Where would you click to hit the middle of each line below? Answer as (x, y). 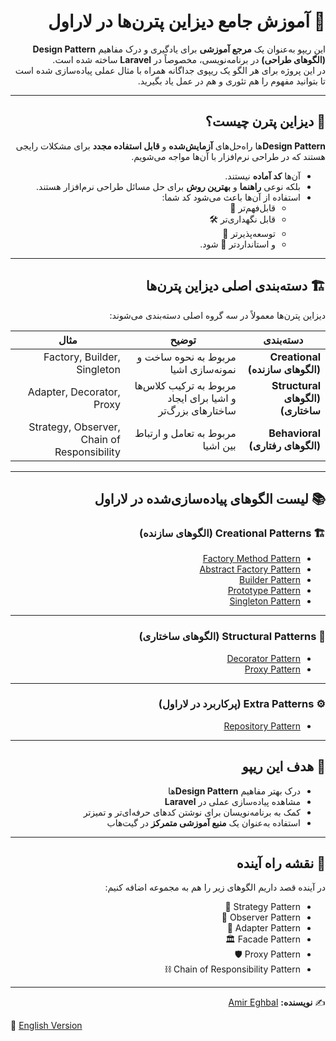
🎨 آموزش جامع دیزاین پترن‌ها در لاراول (186, 21)
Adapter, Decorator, (74, 392)
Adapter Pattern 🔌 (263, 928)
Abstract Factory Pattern (250, 569)
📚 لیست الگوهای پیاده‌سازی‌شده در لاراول (210, 498)
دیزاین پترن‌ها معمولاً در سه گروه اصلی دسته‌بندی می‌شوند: (217, 315)
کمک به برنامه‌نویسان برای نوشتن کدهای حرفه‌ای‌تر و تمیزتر (192, 812)
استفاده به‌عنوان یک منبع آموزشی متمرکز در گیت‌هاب (203, 822)
